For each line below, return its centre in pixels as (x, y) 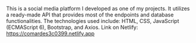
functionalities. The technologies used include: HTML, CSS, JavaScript (93, 21)
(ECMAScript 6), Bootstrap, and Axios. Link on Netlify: (72, 27)
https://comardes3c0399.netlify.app (50, 34)
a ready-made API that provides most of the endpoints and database (90, 15)
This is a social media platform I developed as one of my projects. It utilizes (98, 9)
